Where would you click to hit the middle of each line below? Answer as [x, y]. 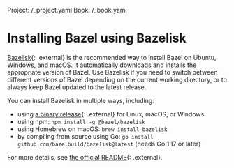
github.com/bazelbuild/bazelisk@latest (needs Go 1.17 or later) [109, 144]
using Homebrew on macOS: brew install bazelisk [92, 129]
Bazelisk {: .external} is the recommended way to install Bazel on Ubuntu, [112, 57]
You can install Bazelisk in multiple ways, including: [81, 100]
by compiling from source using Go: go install [85, 136]
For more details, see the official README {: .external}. [85, 157]
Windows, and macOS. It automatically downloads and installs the [102, 65]
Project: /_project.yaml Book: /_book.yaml [67, 10]
